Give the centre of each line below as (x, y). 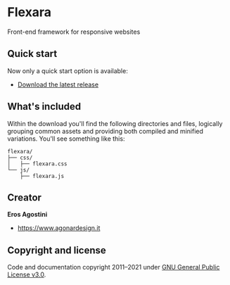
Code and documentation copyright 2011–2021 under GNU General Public (114, 267)
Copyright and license (57, 250)
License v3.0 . (27, 274)
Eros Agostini (27, 215)
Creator (25, 197)
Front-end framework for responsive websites (74, 32)
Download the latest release (58, 84)
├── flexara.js (42, 176)
